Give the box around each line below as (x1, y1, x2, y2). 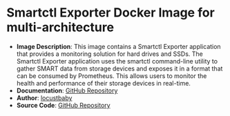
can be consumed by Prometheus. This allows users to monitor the (16, 71, 207, 80)
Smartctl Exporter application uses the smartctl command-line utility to (16, 57, 218, 65)
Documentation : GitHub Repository (16, 86, 118, 95)
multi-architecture (6, 19, 115, 35)
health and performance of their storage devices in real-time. (16, 79, 191, 87)
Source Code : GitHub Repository (16, 101, 111, 109)
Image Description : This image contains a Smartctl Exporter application (16, 42, 222, 50)
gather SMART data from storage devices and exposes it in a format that (16, 64, 223, 72)
